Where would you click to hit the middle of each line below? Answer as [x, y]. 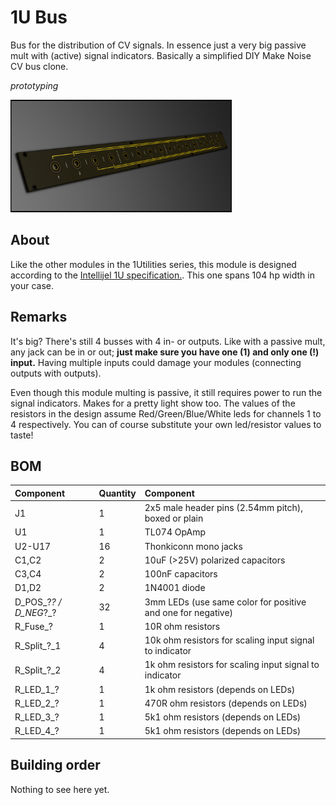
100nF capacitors [181, 574]
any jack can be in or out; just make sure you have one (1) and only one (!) [165, 352]
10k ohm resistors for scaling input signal [229, 640]
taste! [22, 435]
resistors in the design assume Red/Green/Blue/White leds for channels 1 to [166, 413]
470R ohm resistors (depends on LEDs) [226, 703]
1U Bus [39, 17]
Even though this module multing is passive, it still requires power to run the [166, 392]
